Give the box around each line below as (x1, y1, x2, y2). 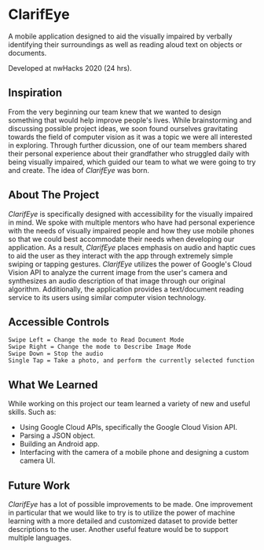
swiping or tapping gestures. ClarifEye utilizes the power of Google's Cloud (8, 259, 252, 269)
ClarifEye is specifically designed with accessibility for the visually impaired (8, 209, 254, 218)
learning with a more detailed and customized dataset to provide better (8, 516, 238, 526)
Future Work (8, 478, 71, 492)
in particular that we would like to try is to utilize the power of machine (8, 508, 236, 517)
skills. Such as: (8, 407, 57, 417)
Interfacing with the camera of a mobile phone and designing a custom (19, 448, 249, 457)
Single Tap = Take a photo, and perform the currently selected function (8, 357, 255, 365)
